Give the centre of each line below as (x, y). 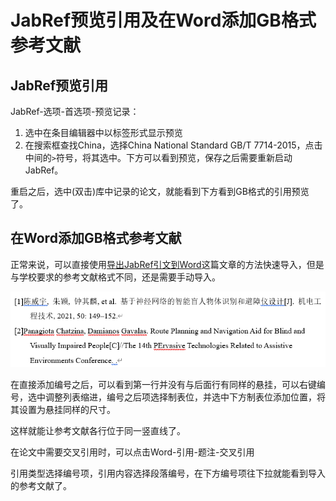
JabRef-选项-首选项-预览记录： (75, 111)
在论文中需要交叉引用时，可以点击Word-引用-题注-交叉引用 (132, 452)
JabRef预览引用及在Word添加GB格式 (163, 20)
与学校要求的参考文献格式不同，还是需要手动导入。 (115, 277)
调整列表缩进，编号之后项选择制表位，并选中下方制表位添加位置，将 (185, 397)
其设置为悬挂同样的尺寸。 (63, 409)
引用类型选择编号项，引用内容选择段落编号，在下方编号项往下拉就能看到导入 (168, 473)
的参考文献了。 (41, 485)
